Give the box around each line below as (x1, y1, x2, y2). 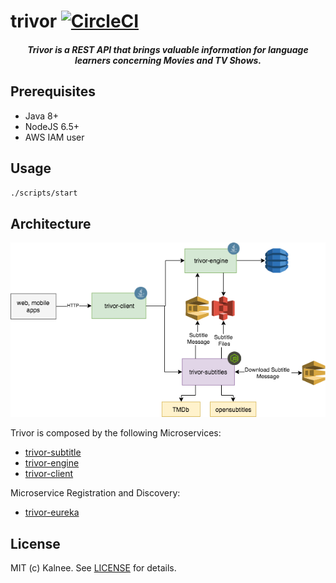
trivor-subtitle (24, 446, 82, 459)
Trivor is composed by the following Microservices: (10, 427, 222, 439)
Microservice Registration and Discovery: (10, 487, 181, 499)
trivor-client (24, 468, 74, 480)
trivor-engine (24, 457, 80, 469)
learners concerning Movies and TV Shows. (74, 54, 262, 66)
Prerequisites (10, 83, 96, 100)
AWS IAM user (24, 131, 85, 143)
